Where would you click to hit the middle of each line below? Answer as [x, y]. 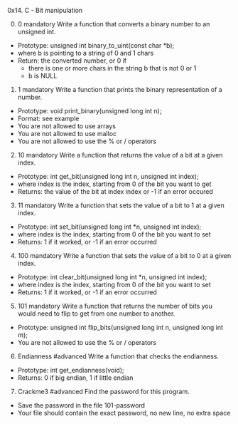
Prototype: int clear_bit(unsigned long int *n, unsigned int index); [112, 277]
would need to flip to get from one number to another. [96, 314]
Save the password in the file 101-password [81, 405]
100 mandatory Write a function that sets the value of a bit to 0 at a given [124, 255]
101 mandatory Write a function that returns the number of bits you [115, 306]
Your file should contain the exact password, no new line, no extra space [124, 413]
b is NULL [43, 76]
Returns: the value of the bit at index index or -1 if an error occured [115, 191]
